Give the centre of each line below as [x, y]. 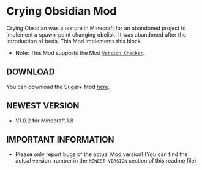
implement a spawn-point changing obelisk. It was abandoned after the [96, 34]
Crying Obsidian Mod [62, 11]
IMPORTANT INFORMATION [60, 139]
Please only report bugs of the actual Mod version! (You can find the [101, 154]
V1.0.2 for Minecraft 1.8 [44, 121]
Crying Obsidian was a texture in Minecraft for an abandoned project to [96, 28]
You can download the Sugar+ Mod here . [58, 87]
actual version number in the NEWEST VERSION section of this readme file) [106, 161]
